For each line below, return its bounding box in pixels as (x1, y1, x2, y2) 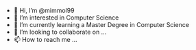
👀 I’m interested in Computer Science (13, 14, 119, 22)
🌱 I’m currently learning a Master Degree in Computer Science (13, 21, 190, 28)
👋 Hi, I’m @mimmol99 (13, 7, 75, 14)
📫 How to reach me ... (13, 36, 77, 43)
